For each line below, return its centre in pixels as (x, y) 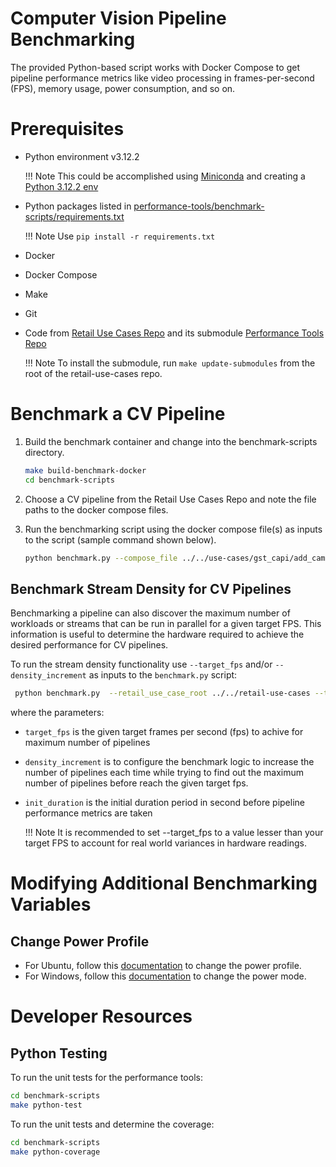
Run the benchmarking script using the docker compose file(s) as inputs (173, 529)
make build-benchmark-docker (85, 470)
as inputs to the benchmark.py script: (163, 675)
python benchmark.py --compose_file (101, 558)
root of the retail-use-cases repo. (93, 373)
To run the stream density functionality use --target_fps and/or (141, 664)
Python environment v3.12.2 (82, 156)
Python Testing (59, 1053)
